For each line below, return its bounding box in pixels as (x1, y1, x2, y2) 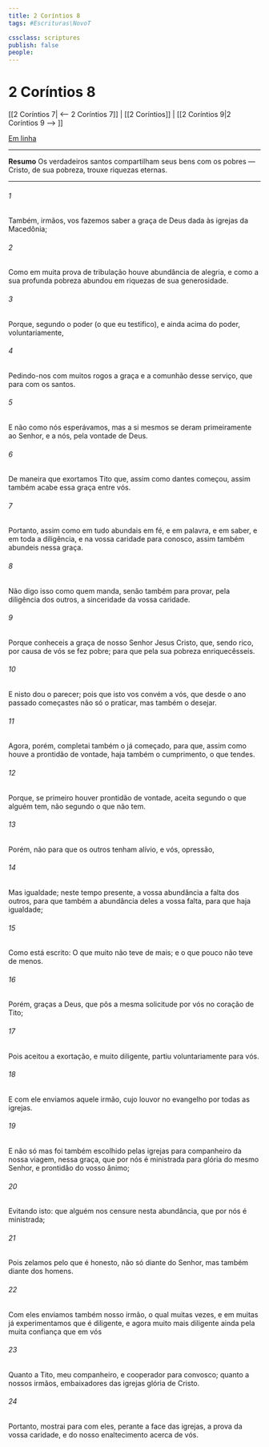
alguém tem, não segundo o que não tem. (8, 801, 147, 811)
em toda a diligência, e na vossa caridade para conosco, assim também (8, 534, 245, 544)
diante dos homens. (8, 1267, 74, 1276)
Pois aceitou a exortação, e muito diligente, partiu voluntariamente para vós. (8, 1051, 259, 1061)
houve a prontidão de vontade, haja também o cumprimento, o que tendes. (8, 750, 255, 760)
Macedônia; (8, 224, 48, 234)
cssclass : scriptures (8, 34, 81, 42)
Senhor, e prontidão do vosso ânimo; (8, 1163, 130, 1172)
